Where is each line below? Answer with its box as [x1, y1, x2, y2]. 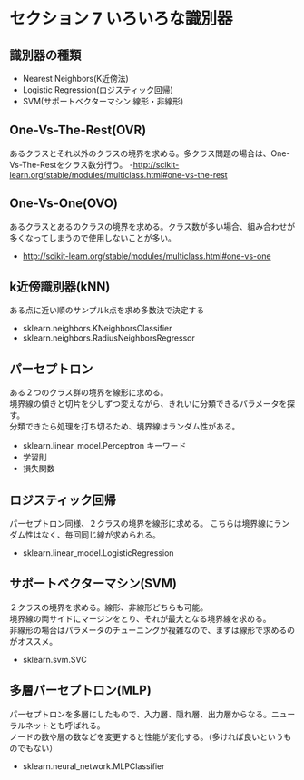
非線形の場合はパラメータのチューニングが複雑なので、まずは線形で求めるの [9, 624, 296, 636]
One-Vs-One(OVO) [9, 196, 118, 212]
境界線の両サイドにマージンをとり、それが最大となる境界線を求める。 [9, 613, 271, 624]
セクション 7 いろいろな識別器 [9, 8, 233, 29]
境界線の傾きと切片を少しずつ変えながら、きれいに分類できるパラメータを [9, 399, 288, 410]
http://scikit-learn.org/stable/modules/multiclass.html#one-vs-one [22, 251, 271, 262]
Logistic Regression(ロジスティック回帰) [22, 84, 174, 95]
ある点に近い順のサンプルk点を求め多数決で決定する [9, 305, 205, 316]
